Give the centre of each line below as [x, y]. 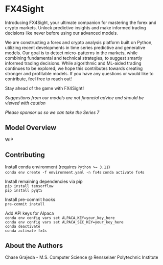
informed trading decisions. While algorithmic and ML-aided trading [73, 63]
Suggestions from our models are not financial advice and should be [75, 98]
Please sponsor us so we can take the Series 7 [52, 112]
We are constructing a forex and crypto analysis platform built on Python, [79, 42]
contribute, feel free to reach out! [38, 79]
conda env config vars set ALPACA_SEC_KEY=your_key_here [64, 222]
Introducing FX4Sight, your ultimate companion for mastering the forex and [81, 22]
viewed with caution [25, 103]
